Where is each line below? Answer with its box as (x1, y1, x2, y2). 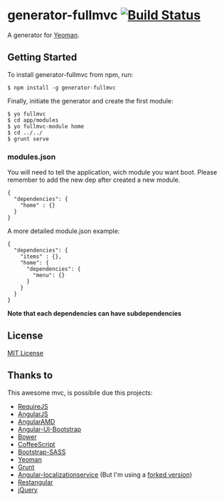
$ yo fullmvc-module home (7, 123, 84, 130)
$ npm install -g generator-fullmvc (7, 84, 116, 91)
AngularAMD (17, 417, 55, 425)
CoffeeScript (17, 440, 55, 448)
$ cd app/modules (7, 116, 59, 124)
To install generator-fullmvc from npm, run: (7, 70, 134, 78)
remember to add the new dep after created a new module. (7, 175, 181, 185)
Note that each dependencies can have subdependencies (7, 309, 182, 318)
